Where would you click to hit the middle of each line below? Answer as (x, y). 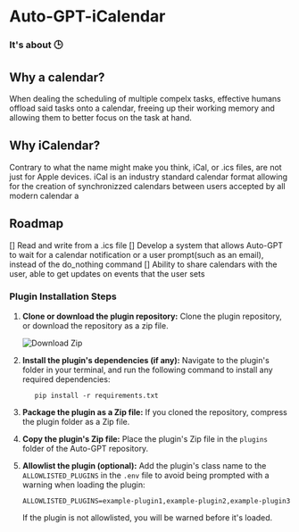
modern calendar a (44, 195)
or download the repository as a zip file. (95, 325)
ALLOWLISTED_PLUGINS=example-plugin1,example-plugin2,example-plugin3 (156, 501)
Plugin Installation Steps (63, 296)
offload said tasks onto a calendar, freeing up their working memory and (142, 108)
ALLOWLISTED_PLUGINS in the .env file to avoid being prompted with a (145, 475)
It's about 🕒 (36, 45)
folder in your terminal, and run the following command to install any (148, 370)
